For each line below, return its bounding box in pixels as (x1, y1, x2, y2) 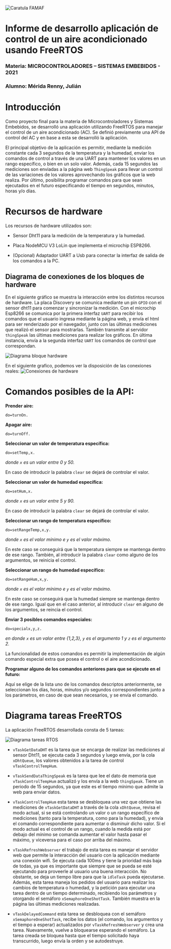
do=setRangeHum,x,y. (5, 577, 49, 582)
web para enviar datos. (12, 789, 61, 795)
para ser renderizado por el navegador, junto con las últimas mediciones (5, 321, 157, 327)
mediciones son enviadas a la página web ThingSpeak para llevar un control (5, 166, 163, 172)
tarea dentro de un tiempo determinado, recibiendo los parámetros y (12, 890, 157, 896)
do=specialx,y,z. (5, 626, 42, 631)
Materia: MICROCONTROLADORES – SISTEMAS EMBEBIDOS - (5, 63, 160, 70)
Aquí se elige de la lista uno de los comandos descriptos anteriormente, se (5, 681, 162, 687)
